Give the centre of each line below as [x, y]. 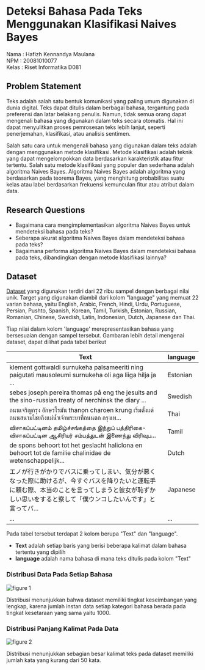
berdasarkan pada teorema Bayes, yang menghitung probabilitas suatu [95, 178]
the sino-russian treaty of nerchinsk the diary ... [78, 400]
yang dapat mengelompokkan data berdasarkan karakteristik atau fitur [95, 158]
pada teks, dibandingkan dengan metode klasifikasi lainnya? [91, 257]
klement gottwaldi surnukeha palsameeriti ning [76, 367]
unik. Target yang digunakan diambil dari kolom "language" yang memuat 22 [103, 298]
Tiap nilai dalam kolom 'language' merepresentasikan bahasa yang [90, 329]
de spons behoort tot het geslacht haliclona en [76, 446]
